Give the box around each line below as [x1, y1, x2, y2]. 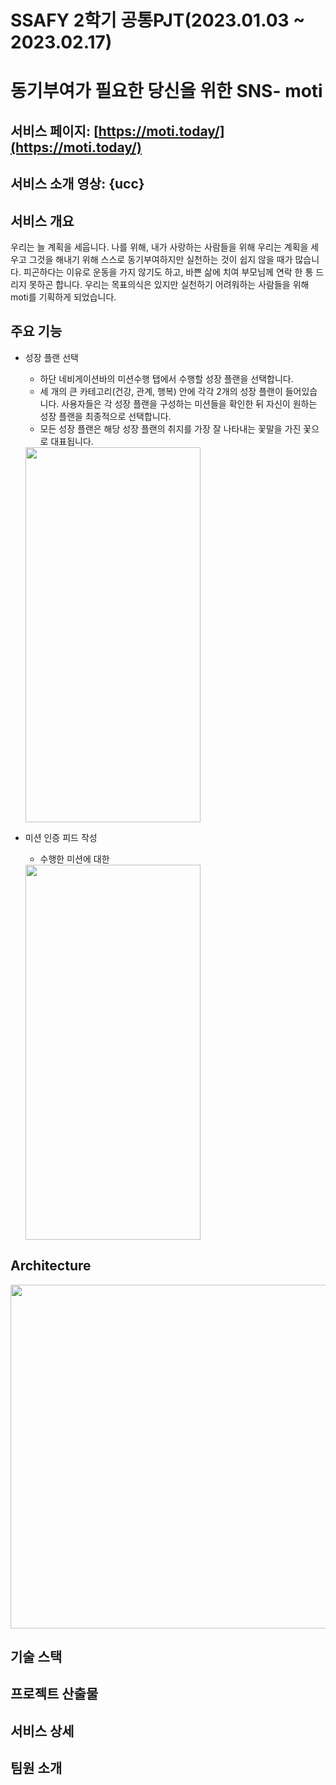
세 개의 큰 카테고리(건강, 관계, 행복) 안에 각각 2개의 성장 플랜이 [39, 385, 283, 397]
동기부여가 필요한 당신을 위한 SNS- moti [10, 80, 323, 103]
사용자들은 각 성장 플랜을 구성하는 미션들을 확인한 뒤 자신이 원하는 [61, 397, 318, 410]
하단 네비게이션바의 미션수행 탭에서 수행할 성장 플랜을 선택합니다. [39, 372, 294, 385]
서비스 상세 [10, 1722, 75, 1740]
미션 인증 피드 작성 [24, 831, 98, 843]
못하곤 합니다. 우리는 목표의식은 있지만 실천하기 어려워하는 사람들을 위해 [28, 278, 310, 290]
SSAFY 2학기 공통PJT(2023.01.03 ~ [10, 9, 306, 32]
